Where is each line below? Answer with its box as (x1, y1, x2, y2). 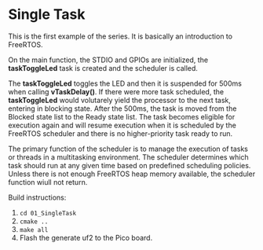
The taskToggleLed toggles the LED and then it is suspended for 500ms (8, 79, 242, 88)
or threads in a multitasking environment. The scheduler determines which (8, 152, 249, 162)
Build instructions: (8, 193, 67, 202)
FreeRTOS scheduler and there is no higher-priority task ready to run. (8, 128, 233, 138)
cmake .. (19, 218, 49, 226)
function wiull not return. (8, 177, 88, 186)
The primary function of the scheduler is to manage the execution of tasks (8, 144, 249, 153)
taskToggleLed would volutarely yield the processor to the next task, (8, 95, 232, 105)
